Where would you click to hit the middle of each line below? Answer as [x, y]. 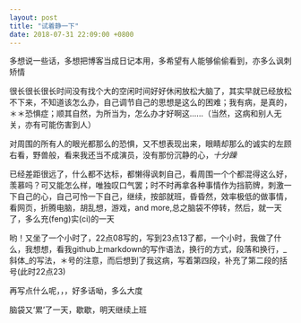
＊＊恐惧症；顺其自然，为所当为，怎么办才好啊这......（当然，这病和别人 [142, 114]
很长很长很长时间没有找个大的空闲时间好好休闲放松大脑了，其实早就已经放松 [150, 92]
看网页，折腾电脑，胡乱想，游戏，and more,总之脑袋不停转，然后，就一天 [146, 208]
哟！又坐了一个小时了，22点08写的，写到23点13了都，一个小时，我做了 [142, 238]
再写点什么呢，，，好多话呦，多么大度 [76, 291]
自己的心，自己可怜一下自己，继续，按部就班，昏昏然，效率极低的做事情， [154, 196]
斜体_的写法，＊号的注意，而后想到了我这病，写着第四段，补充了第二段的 [145, 260]
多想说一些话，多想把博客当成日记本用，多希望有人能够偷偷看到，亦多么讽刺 [150, 61]
